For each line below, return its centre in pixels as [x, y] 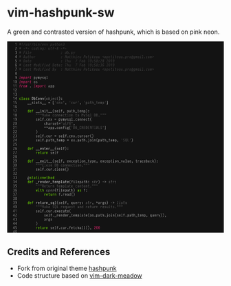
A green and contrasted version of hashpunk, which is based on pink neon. [113, 32]
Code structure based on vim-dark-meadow [79, 276]
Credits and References [59, 252]
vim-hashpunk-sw [61, 13]
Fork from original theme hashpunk [67, 268]
